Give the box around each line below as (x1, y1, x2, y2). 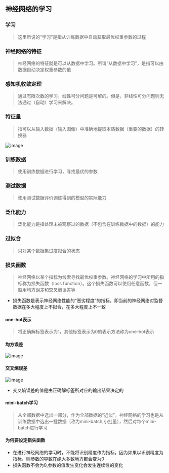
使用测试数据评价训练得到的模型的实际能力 (17, 195, 107, 201)
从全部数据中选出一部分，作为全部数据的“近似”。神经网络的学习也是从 (17, 412, 164, 418)
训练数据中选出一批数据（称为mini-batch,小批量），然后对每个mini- (17, 418, 157, 424)
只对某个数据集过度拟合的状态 (17, 248, 80, 254)
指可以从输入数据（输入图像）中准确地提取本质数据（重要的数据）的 (17, 126, 160, 132)
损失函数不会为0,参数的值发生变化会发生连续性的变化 (12, 462, 123, 468)
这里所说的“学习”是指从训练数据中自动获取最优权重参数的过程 (17, 33, 146, 40)
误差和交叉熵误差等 (35, 287, 76, 293)
